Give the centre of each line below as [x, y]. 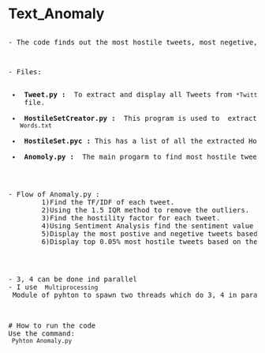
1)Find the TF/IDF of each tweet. [108, 202]
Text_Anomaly [56, 14]
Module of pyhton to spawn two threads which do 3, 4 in [125, 295]
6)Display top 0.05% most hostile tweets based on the [149, 241]
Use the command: [41, 333]
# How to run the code [52, 325]
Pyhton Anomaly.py [42, 340]
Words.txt [36, 126]
